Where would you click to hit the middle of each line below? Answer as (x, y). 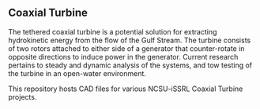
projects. (23, 96)
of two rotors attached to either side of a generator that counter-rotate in (126, 48)
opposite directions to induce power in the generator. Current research (123, 56)
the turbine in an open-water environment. (77, 73)
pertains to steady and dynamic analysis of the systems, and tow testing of (130, 65)
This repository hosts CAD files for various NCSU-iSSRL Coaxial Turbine (126, 89)
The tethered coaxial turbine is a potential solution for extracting (113, 31)
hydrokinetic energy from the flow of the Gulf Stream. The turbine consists (130, 40)
